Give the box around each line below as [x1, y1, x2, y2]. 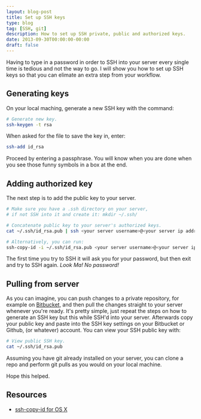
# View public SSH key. [6, 338, 66, 344]
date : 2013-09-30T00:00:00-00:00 [6, 37, 90, 42]
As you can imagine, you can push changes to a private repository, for [6, 294, 179, 302]
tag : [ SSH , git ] [6, 25, 47, 32]
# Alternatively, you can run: [6, 239, 84, 245]
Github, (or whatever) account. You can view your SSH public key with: [6, 327, 181, 334]
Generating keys [6, 89, 69, 99]
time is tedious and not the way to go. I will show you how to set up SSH [6, 65, 184, 72]
